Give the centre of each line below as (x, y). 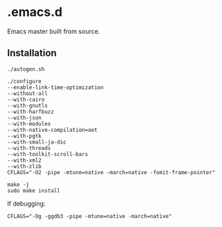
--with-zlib (24, 166)
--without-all (28, 93)
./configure (24, 81)
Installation (32, 53)
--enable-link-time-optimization (55, 87)
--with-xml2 (24, 160)
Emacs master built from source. (54, 31)
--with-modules (29, 124)
